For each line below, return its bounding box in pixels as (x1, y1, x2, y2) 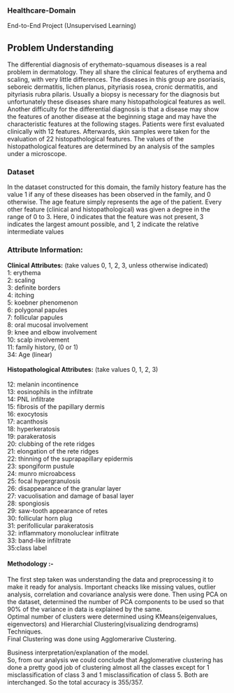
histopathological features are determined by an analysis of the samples (7, 142, 215, 150)
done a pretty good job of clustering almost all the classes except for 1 (7, 663, 210, 671)
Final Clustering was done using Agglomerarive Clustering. (7, 634, 177, 643)
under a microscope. (7, 150, 67, 158)
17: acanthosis (7, 417, 48, 426)
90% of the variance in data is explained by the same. (7, 605, 162, 613)
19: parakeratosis (7, 432, 57, 440)
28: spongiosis (7, 499, 50, 507)
